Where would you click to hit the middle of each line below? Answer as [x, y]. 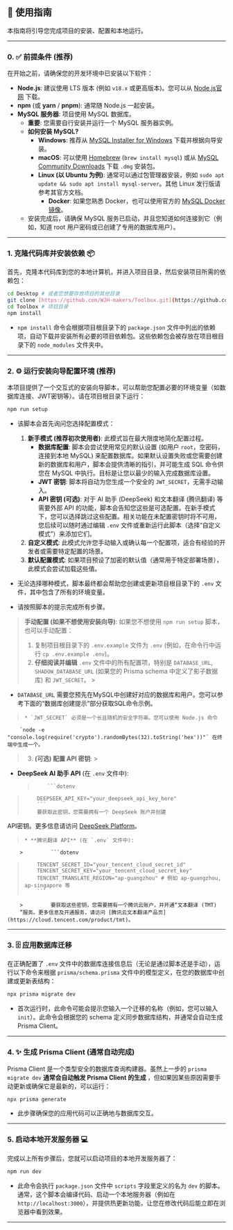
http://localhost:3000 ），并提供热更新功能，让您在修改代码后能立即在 [118, 1203]
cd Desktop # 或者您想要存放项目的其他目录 [63, 294]
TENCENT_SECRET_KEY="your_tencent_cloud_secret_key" [115, 871]
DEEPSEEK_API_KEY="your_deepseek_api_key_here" [107, 799]
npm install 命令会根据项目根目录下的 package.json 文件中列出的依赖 [116, 327]
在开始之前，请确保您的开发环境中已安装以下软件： [80, 73]
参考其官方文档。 [62, 193]
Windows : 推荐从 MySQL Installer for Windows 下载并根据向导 [127, 140]
